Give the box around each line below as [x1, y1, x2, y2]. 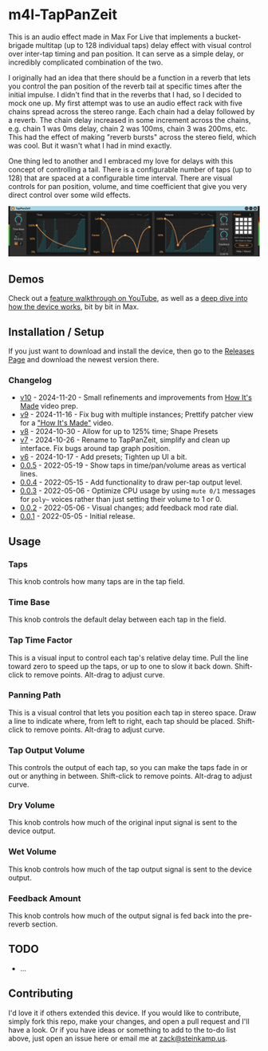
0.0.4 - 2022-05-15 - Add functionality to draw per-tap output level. [19, 477, 242, 488]
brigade [8, 40, 34, 49]
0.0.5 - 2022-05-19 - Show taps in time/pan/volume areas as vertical [19, 460, 246, 470]
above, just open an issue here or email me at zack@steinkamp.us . [8, 1033, 228, 1043]
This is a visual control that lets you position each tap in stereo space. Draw [8, 708, 257, 717]
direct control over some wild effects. [8, 190, 132, 200]
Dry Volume [8, 800, 55, 811]
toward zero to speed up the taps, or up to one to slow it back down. [8, 661, 233, 671]
